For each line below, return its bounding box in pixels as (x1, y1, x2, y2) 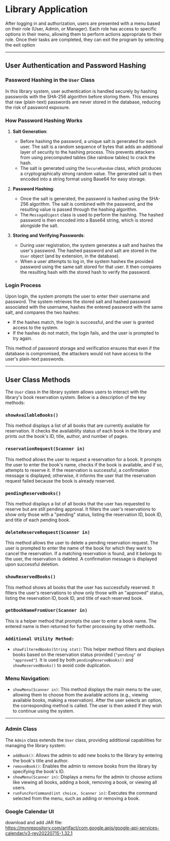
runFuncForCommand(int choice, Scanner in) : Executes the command (12, 790, 157, 796)
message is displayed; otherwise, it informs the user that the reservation (5, 472, 156, 479)
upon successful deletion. (5, 561, 59, 567)
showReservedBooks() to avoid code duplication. (12, 663, 111, 669)
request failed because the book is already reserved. (5, 478, 115, 484)
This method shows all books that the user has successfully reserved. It (5, 584, 155, 590)
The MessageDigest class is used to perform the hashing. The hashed (20, 211, 163, 217)
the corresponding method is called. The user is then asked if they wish (12, 703, 162, 709)
